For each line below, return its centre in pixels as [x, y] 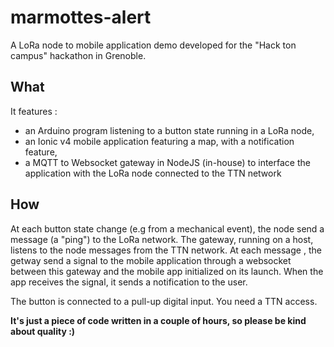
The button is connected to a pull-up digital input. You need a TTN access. [164, 301]
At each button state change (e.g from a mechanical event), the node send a [167, 228]
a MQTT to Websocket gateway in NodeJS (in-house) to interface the [167, 162]
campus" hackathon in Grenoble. [78, 55]
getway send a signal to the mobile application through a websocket [151, 260]
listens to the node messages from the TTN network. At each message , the [166, 250]
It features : [34, 111]
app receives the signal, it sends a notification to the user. [129, 282]
